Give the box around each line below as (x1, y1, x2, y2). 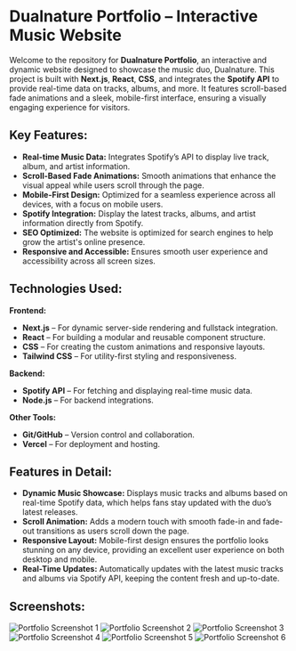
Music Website (9, 25, 122, 45)
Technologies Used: (9, 281, 123, 297)
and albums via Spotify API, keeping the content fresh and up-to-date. (21, 573, 280, 584)
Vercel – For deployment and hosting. (21, 438, 161, 449)
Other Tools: (9, 411, 56, 422)
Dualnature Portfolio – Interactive (9, 6, 259, 27)
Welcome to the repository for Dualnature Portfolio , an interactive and (9, 54, 268, 65)
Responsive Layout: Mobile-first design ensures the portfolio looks (21, 535, 269, 546)
